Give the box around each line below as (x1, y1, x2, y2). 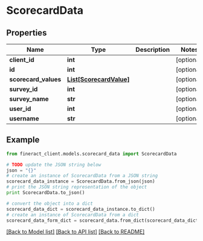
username (9, 114, 39, 122)
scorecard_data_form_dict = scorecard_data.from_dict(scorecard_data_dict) (6, 218, 201, 224)
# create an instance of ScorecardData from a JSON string (6, 173, 158, 179)
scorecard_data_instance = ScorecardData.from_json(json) (6, 178, 155, 184)
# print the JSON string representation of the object (6, 184, 147, 190)
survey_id (9, 85, 38, 93)
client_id (9, 55, 34, 64)
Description (135, 46, 170, 54)
